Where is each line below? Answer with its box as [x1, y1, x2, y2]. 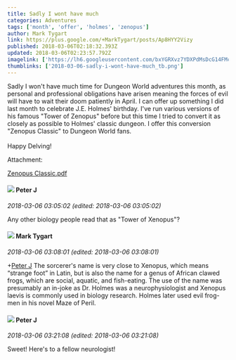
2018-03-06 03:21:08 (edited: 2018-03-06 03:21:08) [7, 331, 159, 340]
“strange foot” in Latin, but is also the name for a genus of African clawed [7, 269, 220, 278]
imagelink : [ [7, 56, 46, 63]
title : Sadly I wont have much [7, 10, 99, 18]
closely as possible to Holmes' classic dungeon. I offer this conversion [7, 119, 211, 127]
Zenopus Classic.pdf [7, 169, 67, 177]
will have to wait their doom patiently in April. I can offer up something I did [7, 96, 224, 105]
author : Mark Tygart [7, 30, 68, 37]
